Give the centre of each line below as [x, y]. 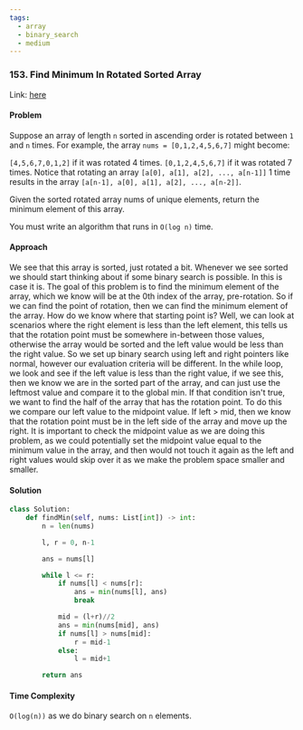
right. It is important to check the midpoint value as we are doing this [137, 430]
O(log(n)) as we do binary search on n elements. [100, 716]
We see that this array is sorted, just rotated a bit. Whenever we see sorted [149, 267]
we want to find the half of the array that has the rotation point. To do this [146, 402]
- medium [34, 43]
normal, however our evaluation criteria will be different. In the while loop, [146, 363]
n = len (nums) [68, 526]
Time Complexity [42, 696]
